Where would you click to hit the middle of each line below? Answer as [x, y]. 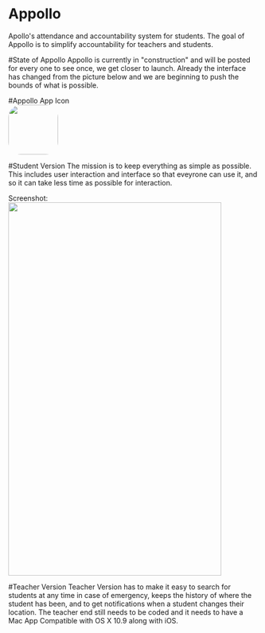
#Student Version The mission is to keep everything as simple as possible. [130, 166]
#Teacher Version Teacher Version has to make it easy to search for [120, 587]
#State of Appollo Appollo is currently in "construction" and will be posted [129, 60]
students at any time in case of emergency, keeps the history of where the [130, 595]
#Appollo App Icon [39, 100]
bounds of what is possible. [54, 85]
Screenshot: [28, 198]
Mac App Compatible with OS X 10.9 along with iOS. [94, 620]
